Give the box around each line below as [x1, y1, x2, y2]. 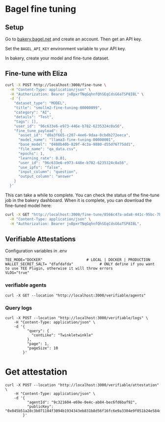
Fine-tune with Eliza [5, 69, 68, 78]
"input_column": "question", [18, 169, 78, 174]
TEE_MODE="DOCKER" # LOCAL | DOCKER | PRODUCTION [5, 258, 151, 262]
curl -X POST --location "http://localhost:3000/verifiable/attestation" [5, 383, 160, 388]
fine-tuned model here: [5, 202, 52, 208]
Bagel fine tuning [5, 3, 76, 15]
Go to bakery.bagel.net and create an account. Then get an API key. [5, 36, 142, 42]
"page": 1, [27, 341, 50, 346]
